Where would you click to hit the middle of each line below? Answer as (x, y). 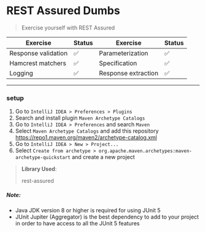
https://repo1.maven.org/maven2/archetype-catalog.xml (86, 137)
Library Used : (39, 169)
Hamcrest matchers (38, 63)
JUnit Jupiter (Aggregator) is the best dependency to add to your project (107, 217)
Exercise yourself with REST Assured (68, 28)
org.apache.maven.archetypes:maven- (145, 151)
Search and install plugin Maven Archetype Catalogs (80, 118)
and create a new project (103, 157)
